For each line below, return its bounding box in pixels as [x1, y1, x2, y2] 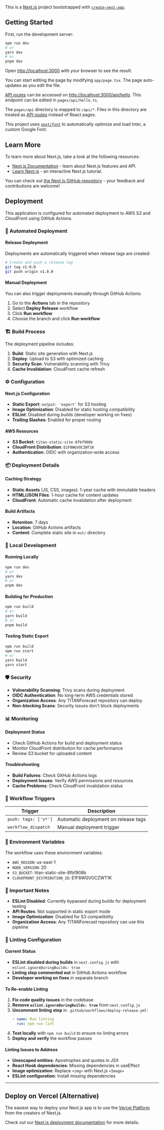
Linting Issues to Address [5, 1046, 58, 1052]
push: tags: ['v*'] [7, 816, 53, 822]
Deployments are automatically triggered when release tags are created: [5, 250, 151, 256]
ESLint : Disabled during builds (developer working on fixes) [12, 412, 132, 418]
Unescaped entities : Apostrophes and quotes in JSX [12, 1058, 119, 1063]
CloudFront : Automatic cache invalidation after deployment [12, 497, 132, 503]
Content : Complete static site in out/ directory [12, 529, 106, 535]
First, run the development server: [5, 31, 74, 37]
